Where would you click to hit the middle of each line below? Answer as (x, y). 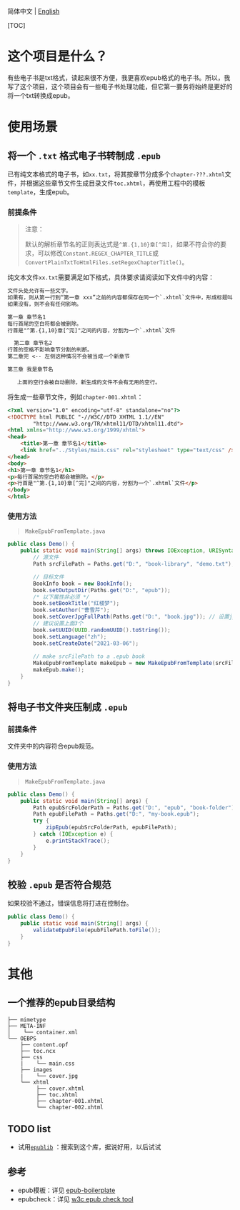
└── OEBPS (22, 1039)
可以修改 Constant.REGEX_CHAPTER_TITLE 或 (98, 254)
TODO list (29, 1129)
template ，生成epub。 (40, 191)
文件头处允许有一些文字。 (39, 291)
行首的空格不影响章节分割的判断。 (50, 350)
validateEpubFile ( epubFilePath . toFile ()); (97, 930)
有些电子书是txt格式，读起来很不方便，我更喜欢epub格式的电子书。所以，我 (119, 77)
